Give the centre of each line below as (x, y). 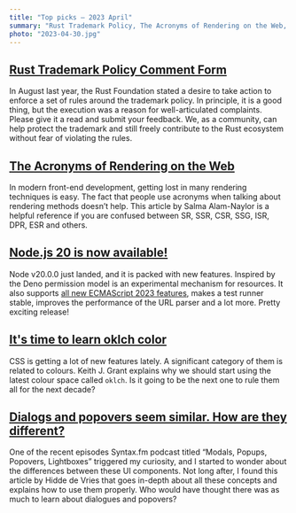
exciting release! (39, 312)
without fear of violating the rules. (71, 138)
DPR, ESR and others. (49, 225)
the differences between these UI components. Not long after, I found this (144, 471)
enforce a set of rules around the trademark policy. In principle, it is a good (145, 101)
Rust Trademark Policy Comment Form (118, 70)
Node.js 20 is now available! (89, 253)
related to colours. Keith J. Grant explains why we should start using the (140, 370)
